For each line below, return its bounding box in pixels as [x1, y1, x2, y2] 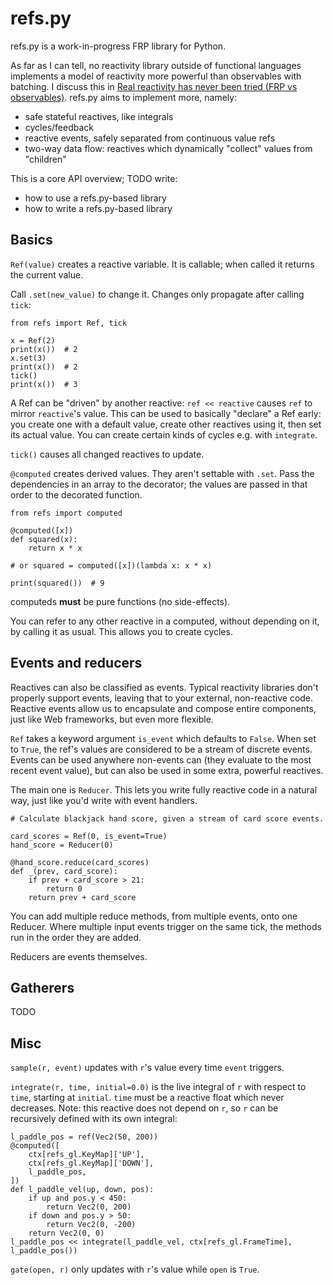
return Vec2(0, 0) [28, 1228, 105, 1239]
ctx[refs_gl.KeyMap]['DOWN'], [28, 1158, 155, 1169]
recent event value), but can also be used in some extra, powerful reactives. [10, 764, 324, 776]
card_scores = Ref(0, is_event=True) [10, 831, 168, 841]
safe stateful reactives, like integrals [24, 110, 174, 122]
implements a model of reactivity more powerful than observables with [10, 70, 302, 82]
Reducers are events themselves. [10, 950, 148, 962]
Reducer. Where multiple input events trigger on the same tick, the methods [10, 920, 322, 932]
